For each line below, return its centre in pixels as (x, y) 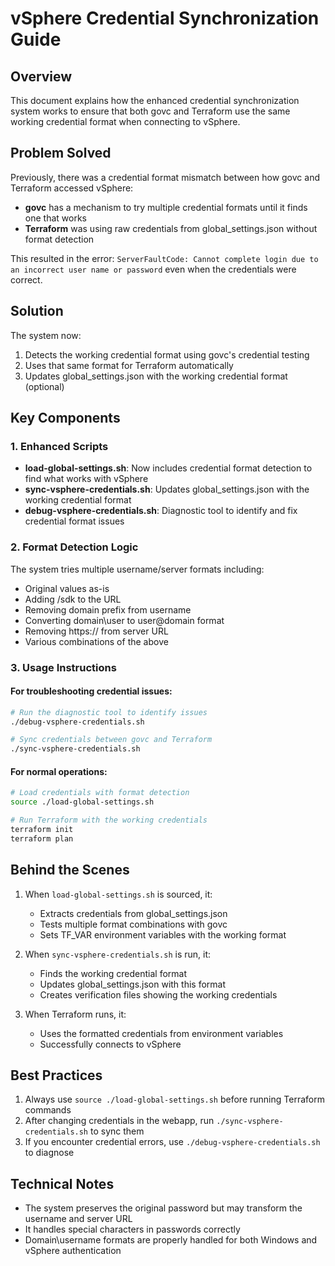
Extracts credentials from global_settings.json (133, 913)
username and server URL (78, 1219)
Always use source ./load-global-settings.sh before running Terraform (174, 1099)
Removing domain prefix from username (108, 609)
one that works (55, 218)
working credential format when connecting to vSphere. (125, 121)
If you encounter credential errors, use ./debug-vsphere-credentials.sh (172, 1142)
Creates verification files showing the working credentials (158, 994)
